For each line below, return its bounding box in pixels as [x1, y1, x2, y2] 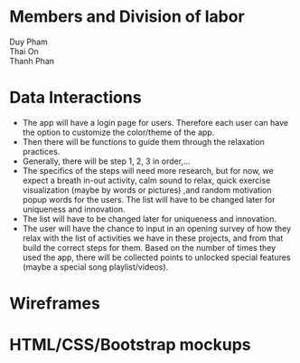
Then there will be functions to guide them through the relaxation [22, 136, 265, 147]
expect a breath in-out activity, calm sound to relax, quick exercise [22, 175, 271, 186]
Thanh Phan [9, 55, 55, 66]
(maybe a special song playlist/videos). [22, 261, 169, 272]
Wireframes [9, 293, 101, 314]
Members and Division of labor [9, 6, 246, 27]
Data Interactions [9, 88, 142, 108]
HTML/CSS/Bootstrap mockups [9, 335, 251, 355]
